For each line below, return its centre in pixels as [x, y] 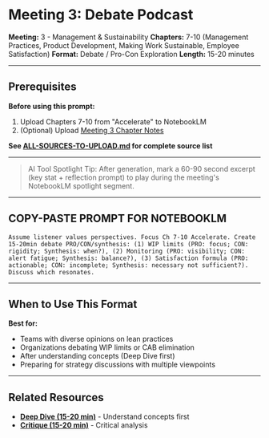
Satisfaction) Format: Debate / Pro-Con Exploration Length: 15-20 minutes [131, 54]
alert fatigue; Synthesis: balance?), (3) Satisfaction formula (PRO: [128, 258]
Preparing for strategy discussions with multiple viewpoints [118, 365]
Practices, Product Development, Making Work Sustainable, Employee [124, 45]
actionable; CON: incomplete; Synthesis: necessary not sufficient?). [128, 265]
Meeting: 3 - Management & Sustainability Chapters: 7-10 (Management [128, 37]
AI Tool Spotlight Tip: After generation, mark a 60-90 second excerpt [142, 168]
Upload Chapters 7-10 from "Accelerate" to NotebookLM [113, 121]
